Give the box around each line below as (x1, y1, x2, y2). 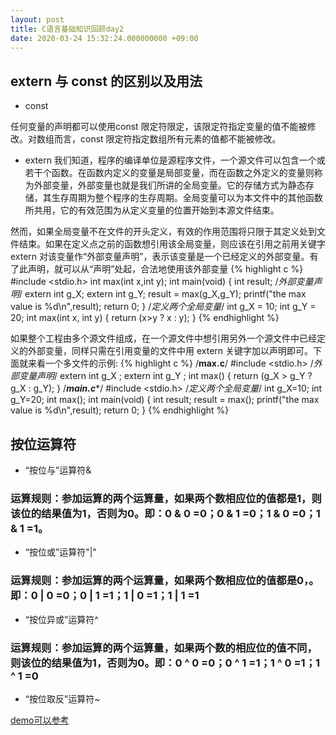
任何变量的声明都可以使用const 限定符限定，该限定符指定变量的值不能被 (10, 121, 308, 133)
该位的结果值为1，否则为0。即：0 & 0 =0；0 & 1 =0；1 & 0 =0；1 (10, 506, 321, 520)
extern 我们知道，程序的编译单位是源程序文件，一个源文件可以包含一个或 (24, 154, 326, 166)
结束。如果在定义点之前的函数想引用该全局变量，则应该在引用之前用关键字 (18, 238, 326, 250)
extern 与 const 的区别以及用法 (10, 72, 203, 90)
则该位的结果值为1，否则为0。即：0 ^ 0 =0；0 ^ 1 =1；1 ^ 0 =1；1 (10, 656, 321, 670)
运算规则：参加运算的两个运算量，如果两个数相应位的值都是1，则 (10, 491, 322, 505)
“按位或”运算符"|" (24, 546, 97, 558)
